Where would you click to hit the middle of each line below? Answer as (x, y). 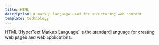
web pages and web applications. (39, 37)
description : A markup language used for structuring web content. (75, 14)
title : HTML (17, 9)
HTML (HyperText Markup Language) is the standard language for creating (80, 32)
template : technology (27, 18)
